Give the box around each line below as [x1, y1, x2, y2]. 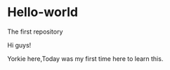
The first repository [7, 27, 63, 36]
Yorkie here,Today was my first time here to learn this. [7, 54, 164, 63]
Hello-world [7, 4, 79, 20]
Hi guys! [7, 41, 32, 49]
